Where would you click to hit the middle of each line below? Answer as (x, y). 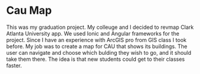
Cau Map (29, 11)
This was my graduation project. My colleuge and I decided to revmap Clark (100, 27)
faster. (14, 65)
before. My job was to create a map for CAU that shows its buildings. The (97, 46)
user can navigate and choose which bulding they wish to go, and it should (99, 52)
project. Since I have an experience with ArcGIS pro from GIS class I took (96, 40)
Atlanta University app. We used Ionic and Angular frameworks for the (93, 33)
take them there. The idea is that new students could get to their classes (95, 59)
